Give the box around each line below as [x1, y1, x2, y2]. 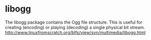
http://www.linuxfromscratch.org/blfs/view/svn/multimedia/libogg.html [5, 29, 146, 35]
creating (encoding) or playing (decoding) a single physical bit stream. [5, 24, 145, 30]
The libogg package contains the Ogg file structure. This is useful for [5, 19, 143, 25]
